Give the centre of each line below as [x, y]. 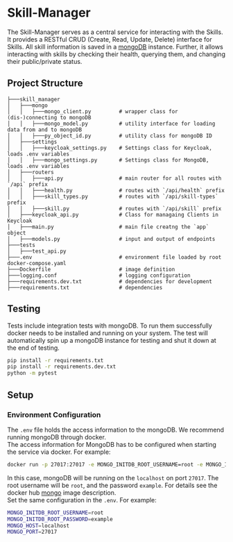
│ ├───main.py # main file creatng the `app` [108, 227]
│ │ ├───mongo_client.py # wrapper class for [93, 111]
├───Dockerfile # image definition [91, 269]
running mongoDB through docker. [57, 437]
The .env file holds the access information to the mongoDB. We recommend [115, 430]
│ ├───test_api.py [37, 251]
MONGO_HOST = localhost [38, 525]
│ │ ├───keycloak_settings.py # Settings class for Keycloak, [110, 148]
